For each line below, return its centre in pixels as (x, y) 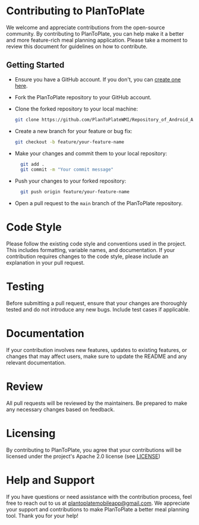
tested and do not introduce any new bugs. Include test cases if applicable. (98, 309)
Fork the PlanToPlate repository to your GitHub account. (83, 97)
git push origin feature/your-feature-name (75, 192)
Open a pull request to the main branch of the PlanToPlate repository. (99, 203)
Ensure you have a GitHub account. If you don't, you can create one (98, 79)
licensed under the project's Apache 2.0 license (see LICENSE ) (83, 456)
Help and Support (50, 480)
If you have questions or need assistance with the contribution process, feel (99, 496)
